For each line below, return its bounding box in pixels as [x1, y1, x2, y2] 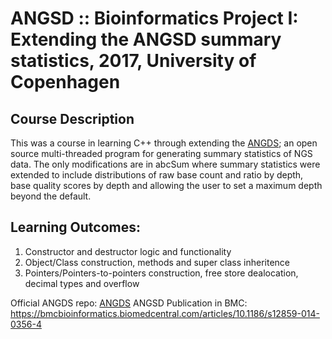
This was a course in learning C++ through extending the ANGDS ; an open [10, 137, 318, 149]
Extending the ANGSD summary [10, 28, 282, 51]
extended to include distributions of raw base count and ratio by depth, [10, 169, 304, 181]
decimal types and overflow [24, 277, 140, 289]
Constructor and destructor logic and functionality [24, 245, 232, 257]
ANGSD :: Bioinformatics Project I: [10, 7, 299, 30]
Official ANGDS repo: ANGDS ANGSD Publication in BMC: [10, 297, 248, 309]
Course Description [10, 110, 135, 127]
